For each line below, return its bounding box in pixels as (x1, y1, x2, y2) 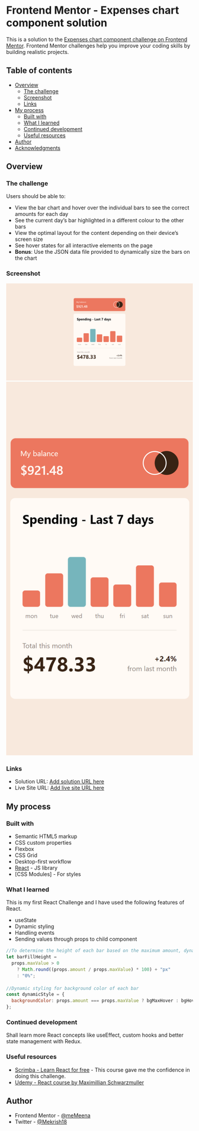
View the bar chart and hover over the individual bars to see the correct (14, 204, 190, 211)
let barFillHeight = (6, 954, 57, 960)
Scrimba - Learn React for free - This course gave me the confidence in (14, 1066, 190, 1073)
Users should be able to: (6, 193, 66, 200)
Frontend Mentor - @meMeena (14, 1111, 91, 1119)
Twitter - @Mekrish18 (14, 1118, 67, 1125)
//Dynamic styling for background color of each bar (6, 985, 139, 991)
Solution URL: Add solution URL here (14, 778, 105, 785)
